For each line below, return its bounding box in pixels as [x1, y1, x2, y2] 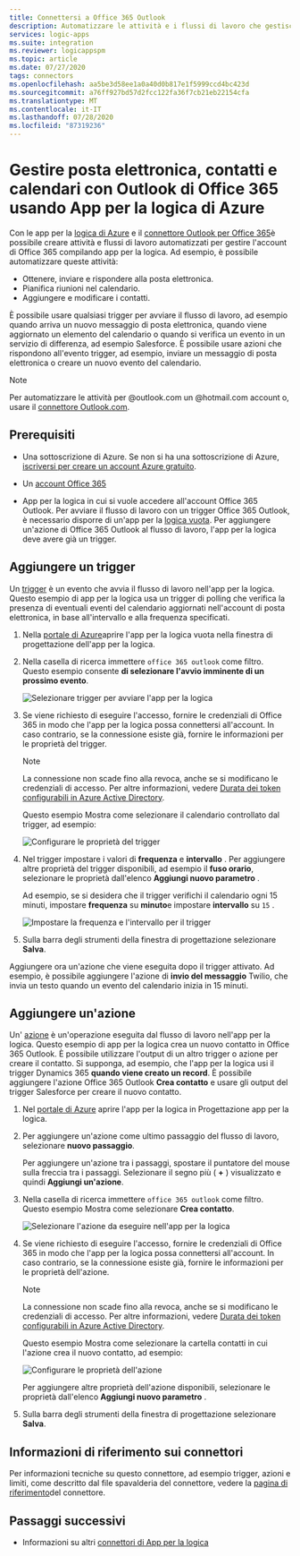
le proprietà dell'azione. [21, 1267, 110, 1278]
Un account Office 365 [21, 478, 107, 489]
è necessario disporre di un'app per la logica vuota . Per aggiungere [21, 514, 271, 525]
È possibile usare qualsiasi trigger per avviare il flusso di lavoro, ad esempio [9, 310, 288, 321]
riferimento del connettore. [9, 1487, 105, 1498]
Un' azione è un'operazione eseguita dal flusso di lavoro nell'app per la [9, 1030, 271, 1040]
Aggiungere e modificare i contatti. [21, 292, 150, 303]
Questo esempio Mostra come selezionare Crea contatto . [21, 1203, 235, 1214]
